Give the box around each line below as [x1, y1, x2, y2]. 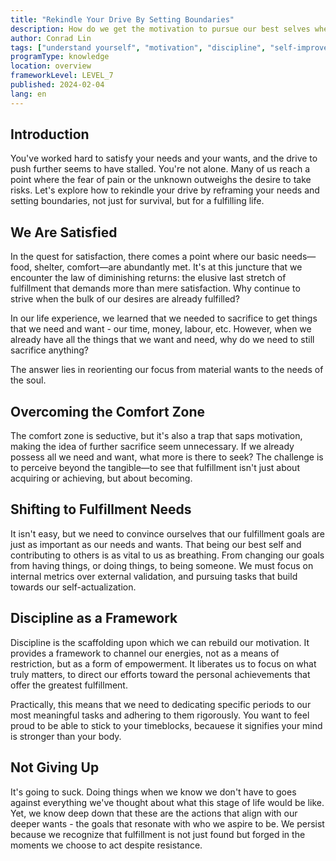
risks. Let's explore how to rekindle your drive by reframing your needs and [10, 184, 320, 196]
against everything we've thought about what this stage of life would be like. [10, 796, 325, 808]
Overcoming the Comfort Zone [10, 403, 206, 420]
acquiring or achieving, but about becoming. [10, 472, 193, 485]
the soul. [10, 374, 47, 386]
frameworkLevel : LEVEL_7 [10, 71, 114, 81]
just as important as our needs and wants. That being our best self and [10, 538, 302, 550]
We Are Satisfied [10, 224, 118, 241]
